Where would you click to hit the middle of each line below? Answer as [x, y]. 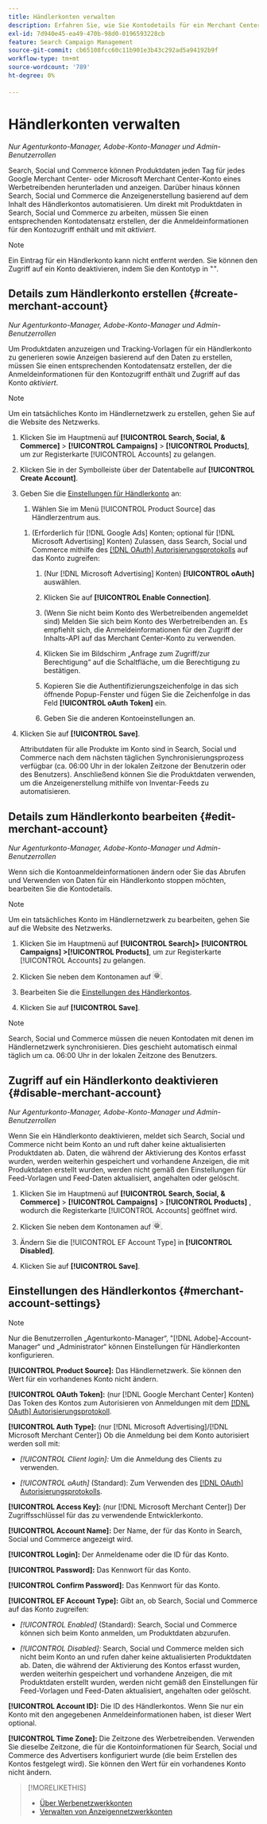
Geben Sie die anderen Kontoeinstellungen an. [120, 718]
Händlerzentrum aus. [66, 518]
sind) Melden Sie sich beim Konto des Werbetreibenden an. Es [145, 621]
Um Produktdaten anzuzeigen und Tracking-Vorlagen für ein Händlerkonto [130, 349]
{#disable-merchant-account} [85, 1093]
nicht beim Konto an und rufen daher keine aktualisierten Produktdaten [135, 1657]
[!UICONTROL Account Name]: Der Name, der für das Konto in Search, [125, 1530]
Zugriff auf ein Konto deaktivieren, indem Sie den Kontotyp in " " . [114, 268]
